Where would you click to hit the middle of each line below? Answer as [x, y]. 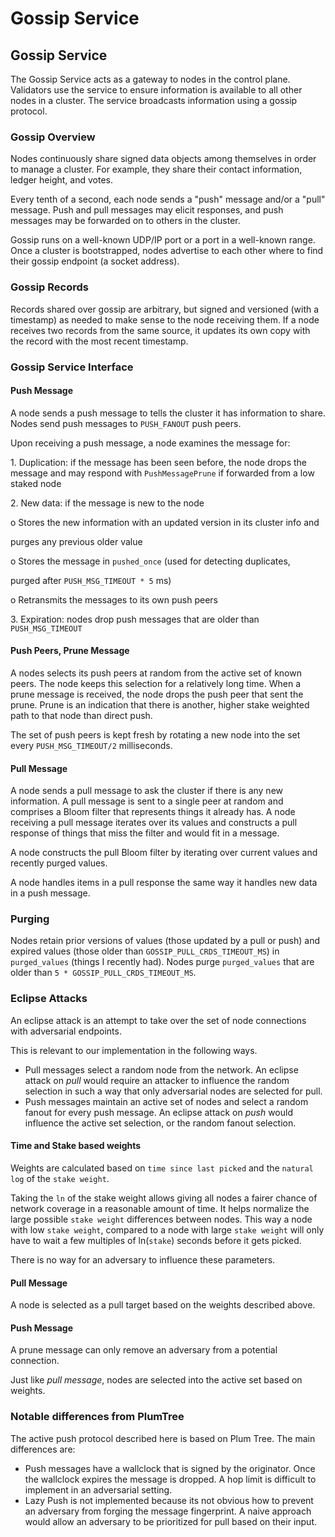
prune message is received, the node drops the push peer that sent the [157, 694]
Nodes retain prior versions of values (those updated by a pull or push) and [165, 941]
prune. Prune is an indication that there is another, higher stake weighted [160, 704]
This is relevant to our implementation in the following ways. [134, 1050]
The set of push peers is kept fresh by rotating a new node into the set [155, 734]
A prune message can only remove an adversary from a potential [144, 1350]
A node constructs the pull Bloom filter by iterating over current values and [164, 853]
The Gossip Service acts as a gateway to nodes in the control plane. [150, 79]
